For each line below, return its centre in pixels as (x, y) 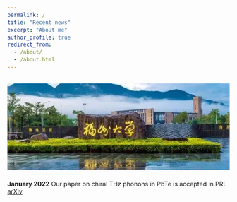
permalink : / (26, 15)
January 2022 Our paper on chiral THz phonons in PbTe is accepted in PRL (117, 184)
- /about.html (34, 60)
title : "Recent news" (39, 22)
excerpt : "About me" (38, 30)
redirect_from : (30, 45)
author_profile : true (39, 37)
